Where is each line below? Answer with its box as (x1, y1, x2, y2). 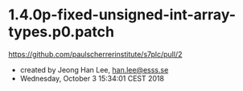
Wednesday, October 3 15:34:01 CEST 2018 (19, 73, 165, 83)
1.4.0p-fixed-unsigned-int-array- (8, 6, 236, 24)
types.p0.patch (8, 23, 115, 41)
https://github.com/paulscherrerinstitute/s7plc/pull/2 (8, 49, 183, 59)
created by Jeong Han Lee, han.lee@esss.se (19, 64, 169, 74)
